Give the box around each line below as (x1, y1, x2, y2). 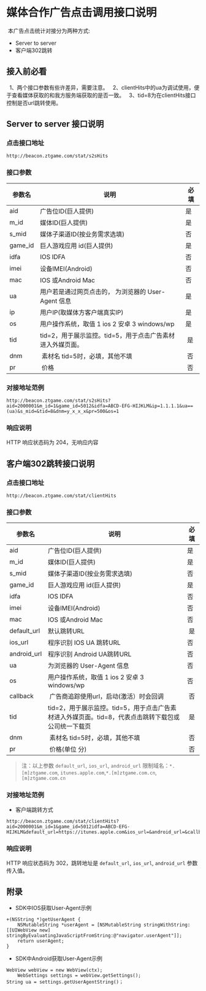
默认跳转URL (48, 627, 85, 636)
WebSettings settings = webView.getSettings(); (17, 972, 141, 979)
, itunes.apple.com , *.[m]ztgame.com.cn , (57, 769, 158, 776)
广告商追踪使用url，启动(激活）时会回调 (49, 692, 164, 701)
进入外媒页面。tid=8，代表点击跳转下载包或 (54, 713, 180, 722)
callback (9, 692, 34, 700)
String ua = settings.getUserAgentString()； (6, 979, 124, 985)
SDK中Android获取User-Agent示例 (15, 955, 103, 962)
